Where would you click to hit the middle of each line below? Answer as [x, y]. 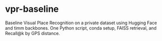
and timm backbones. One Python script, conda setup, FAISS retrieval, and [81, 28]
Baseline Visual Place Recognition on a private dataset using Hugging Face [81, 23]
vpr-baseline [32, 9]
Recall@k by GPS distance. [32, 33]
